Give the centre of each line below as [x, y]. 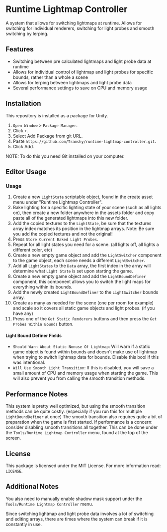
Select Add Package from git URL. [48, 136]
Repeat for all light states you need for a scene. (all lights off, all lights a [86, 245]
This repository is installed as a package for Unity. [57, 115]
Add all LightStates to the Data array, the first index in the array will [82, 266]
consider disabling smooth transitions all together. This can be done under [82, 427]
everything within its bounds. [42, 287]
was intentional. [29, 362]
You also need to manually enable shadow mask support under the [74, 499]
